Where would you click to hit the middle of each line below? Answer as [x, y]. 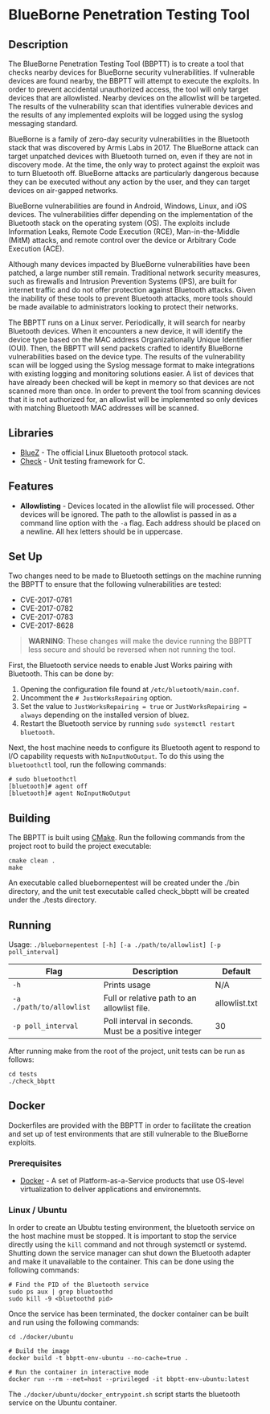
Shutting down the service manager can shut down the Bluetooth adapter [130, 1253]
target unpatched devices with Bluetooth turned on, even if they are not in [131, 156]
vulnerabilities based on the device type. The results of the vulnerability [127, 357]
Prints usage [127, 985]
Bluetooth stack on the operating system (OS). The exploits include [119, 223]
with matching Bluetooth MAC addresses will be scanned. [104, 408]
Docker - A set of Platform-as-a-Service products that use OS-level [132, 1181]
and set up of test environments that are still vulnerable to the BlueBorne [128, 1133]
